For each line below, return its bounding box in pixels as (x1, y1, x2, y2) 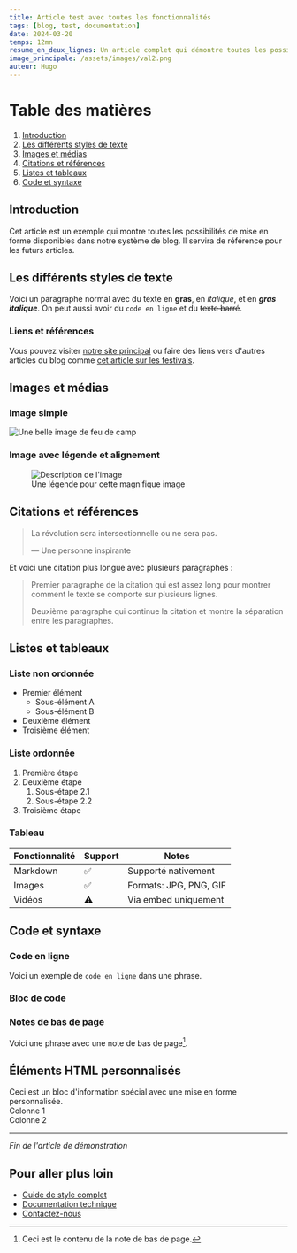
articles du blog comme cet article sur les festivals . (9, 355, 194, 365)
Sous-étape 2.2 (34, 796, 93, 806)
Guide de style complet (21, 1189, 108, 1200)
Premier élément (21, 688, 82, 698)
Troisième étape (21, 804, 81, 815)
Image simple (9, 407, 68, 419)
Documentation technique (21, 1199, 117, 1209)
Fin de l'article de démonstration (9, 1141, 128, 1151)
